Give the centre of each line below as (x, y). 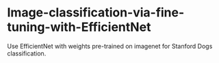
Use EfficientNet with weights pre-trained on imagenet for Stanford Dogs (110, 46)
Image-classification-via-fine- (96, 13)
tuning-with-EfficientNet (79, 27)
